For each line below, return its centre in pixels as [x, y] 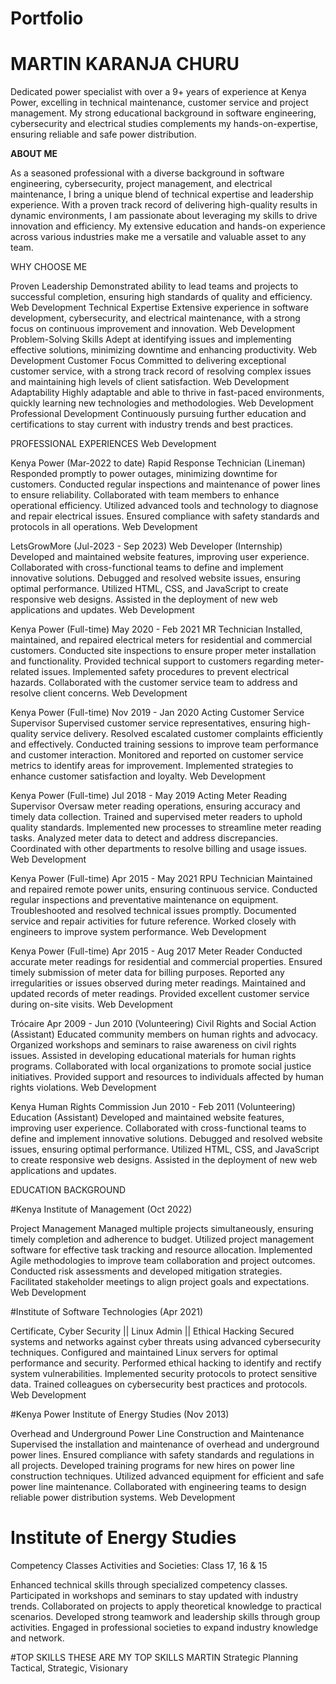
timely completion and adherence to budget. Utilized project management [162, 1239]
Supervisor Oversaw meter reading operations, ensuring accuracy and [155, 806]
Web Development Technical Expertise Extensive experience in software [159, 308]
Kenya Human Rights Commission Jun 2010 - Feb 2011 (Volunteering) [153, 1107]
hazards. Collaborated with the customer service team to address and [154, 683]
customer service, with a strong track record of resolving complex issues [161, 371]
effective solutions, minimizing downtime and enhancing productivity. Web [164, 350]
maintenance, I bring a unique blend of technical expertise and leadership [162, 194]
